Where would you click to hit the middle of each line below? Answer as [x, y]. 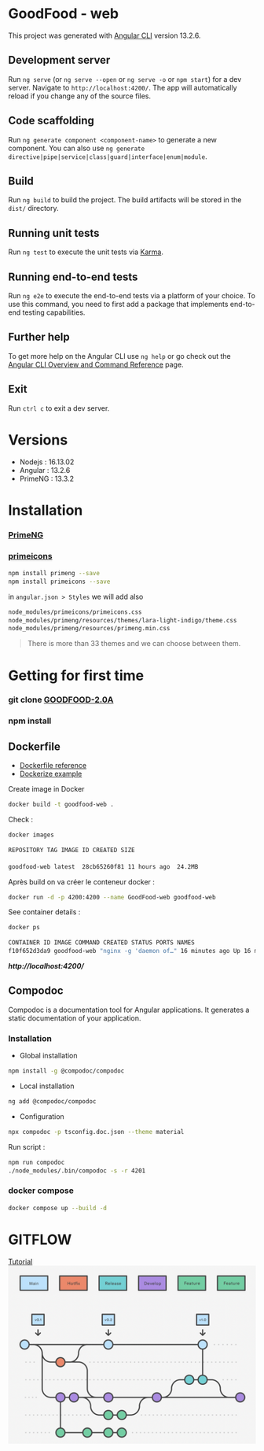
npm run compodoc [37, 1162]
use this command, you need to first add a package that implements [118, 304]
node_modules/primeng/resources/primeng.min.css [89, 629]
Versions [38, 439]
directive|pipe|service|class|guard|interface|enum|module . [108, 156]
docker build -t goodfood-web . [61, 805]
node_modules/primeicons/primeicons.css [75, 612]
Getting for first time [76, 676]
